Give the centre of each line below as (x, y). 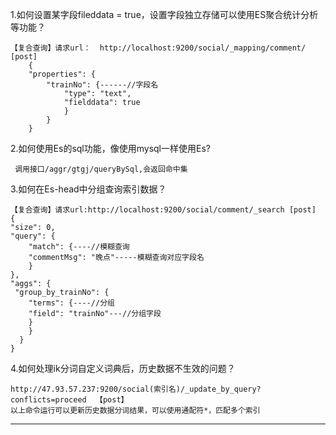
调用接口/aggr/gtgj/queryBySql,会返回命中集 (101, 169)
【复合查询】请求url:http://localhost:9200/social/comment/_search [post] (163, 210)
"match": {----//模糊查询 (79, 247)
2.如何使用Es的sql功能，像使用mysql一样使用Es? (110, 148)
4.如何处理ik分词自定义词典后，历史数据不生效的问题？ (123, 368)
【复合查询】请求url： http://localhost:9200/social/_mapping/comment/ (158, 48)
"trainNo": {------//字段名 (102, 85)
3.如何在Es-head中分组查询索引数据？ (88, 189)
